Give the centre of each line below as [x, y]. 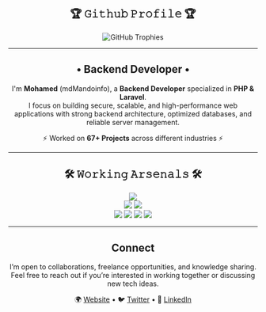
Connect [133, 247]
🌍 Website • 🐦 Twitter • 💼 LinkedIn [133, 299]
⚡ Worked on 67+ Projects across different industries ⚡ [133, 138]
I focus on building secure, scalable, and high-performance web [133, 105]
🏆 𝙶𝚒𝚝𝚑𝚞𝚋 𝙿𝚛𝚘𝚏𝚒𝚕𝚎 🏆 [133, 14]
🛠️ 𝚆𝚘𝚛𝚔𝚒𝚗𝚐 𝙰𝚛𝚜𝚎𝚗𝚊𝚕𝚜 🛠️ [133, 175]
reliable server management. [133, 122]
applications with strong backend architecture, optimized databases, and [133, 113]
